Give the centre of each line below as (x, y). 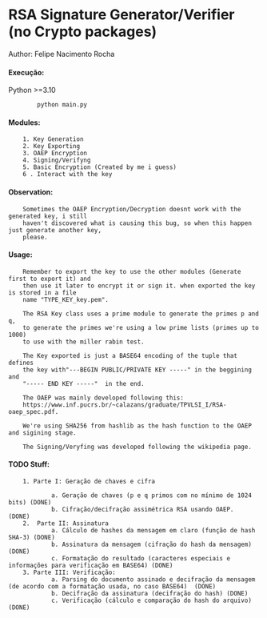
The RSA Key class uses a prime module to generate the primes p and (141, 314)
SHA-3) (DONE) (32, 537)
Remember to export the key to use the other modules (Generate (132, 271)
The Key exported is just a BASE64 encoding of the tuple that (130, 355)
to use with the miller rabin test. (84, 342)
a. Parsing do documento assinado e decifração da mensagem (153, 579)
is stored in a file (43, 293)
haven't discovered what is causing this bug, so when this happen (137, 223)
